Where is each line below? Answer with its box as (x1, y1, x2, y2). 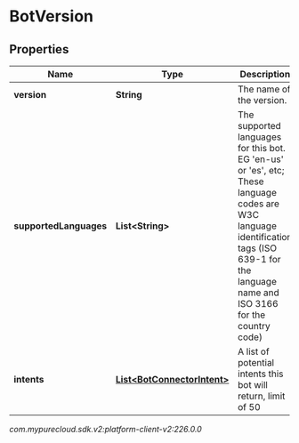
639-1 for (237, 254, 282, 265)
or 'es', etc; (237, 165, 285, 176)
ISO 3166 (237, 298, 279, 310)
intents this (237, 367, 284, 380)
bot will (237, 379, 269, 391)
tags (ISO (237, 242, 278, 254)
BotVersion (9, 6, 93, 27)
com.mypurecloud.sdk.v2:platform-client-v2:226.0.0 (9, 424, 202, 434)
